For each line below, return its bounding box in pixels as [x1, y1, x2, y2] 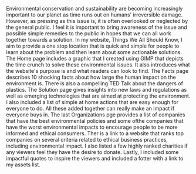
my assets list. [6, 161, 41, 168]
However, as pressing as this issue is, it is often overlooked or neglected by [6, 18, 188, 24]
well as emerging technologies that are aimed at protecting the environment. [6, 92, 191, 99]
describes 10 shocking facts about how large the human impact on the [6, 73, 176, 81]
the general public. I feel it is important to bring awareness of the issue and [6, 24, 188, 31]
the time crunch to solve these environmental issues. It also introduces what [6, 61, 190, 68]
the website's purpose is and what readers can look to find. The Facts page [6, 68, 189, 74]
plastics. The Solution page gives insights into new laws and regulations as [6, 86, 187, 93]
